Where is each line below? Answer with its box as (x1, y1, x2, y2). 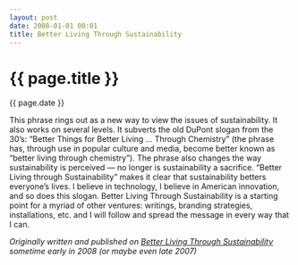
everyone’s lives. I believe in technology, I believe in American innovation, (9, 181, 280, 192)
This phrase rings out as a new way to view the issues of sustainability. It (9, 115, 278, 126)
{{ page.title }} (9, 68, 120, 88)
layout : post (9, 12, 58, 22)
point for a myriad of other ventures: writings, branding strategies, (9, 200, 253, 211)
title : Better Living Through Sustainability (9, 29, 182, 38)
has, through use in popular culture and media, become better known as (9, 144, 276, 154)
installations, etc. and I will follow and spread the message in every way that (9, 210, 289, 220)
